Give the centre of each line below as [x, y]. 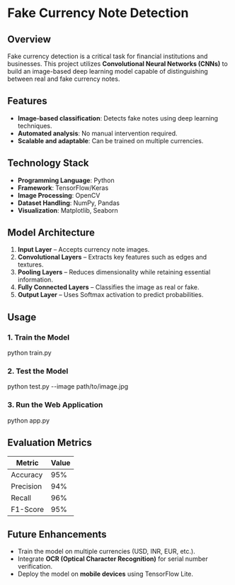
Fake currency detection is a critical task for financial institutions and [108, 56]
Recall [21, 498]
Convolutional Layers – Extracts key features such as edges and [112, 257]
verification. [35, 567]
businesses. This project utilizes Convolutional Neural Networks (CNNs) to [117, 64]
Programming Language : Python [66, 180]
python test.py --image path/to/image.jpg [68, 386]
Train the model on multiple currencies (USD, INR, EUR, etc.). [107, 552]
